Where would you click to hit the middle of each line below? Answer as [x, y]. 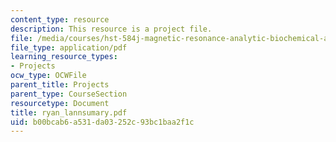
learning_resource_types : [64, 57]
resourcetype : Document [60, 103]
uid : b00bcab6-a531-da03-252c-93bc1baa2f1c [102, 122]
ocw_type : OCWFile [48, 76]
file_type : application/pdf [69, 47]
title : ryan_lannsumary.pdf [69, 112]
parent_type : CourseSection [69, 94]
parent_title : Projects [60, 85]
